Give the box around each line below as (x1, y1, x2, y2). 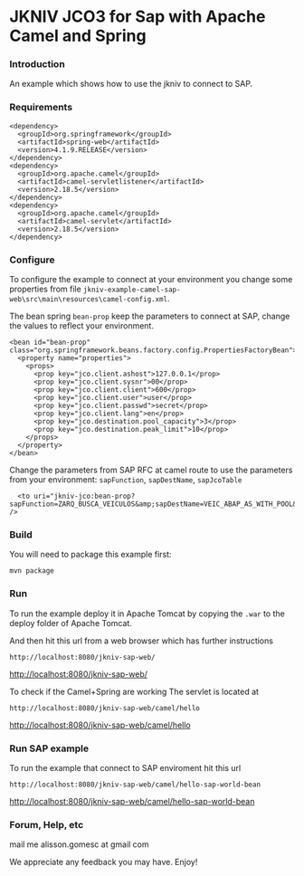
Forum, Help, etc (9, 818, 84, 831)
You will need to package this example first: (9, 549, 172, 560)
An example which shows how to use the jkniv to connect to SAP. (9, 79, 253, 90)
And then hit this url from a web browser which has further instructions (9, 635, 274, 646)
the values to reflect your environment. (9, 320, 154, 331)
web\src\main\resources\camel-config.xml (9, 295, 168, 304)
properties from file (9, 283, 81, 295)
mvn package (9, 567, 54, 576)
